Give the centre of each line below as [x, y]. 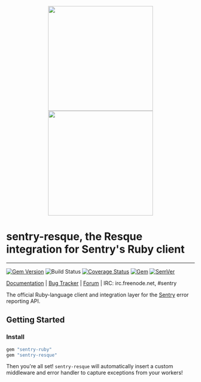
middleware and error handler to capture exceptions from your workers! [95, 373]
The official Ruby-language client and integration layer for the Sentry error [98, 295]
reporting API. [23, 301]
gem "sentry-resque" [32, 355]
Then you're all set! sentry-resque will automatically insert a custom [90, 366]
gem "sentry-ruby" [29, 349]
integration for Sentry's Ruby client [95, 249]
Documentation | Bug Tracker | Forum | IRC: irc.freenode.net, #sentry [92, 283]
